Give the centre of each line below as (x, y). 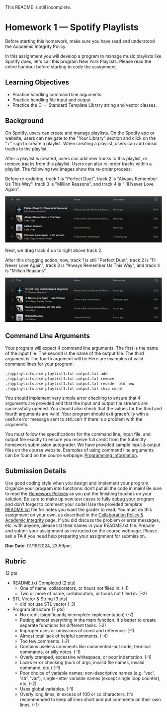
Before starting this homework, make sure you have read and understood (80, 41)
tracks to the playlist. (27, 149)
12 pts (11, 573)
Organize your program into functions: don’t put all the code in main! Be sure (83, 488)
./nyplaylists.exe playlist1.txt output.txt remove (60, 379)
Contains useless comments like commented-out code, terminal (85, 647)
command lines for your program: (39, 364)
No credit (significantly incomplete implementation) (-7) (77, 615)
